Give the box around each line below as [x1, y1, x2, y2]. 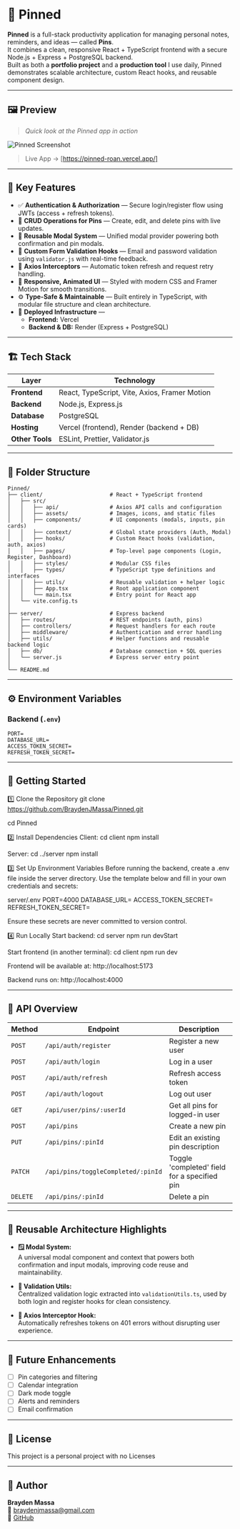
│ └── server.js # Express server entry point [7, 654, 200, 661]
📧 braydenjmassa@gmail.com [7, 1506, 95, 1515]
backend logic [7, 641, 50, 649]
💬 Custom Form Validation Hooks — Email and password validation [17, 247, 218, 255]
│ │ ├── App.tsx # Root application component [7, 585, 200, 593]
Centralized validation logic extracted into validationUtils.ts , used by [17, 1290, 227, 1298]
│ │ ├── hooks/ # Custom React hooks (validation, [7, 535, 216, 543]
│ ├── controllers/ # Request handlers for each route [7, 623, 216, 630]
